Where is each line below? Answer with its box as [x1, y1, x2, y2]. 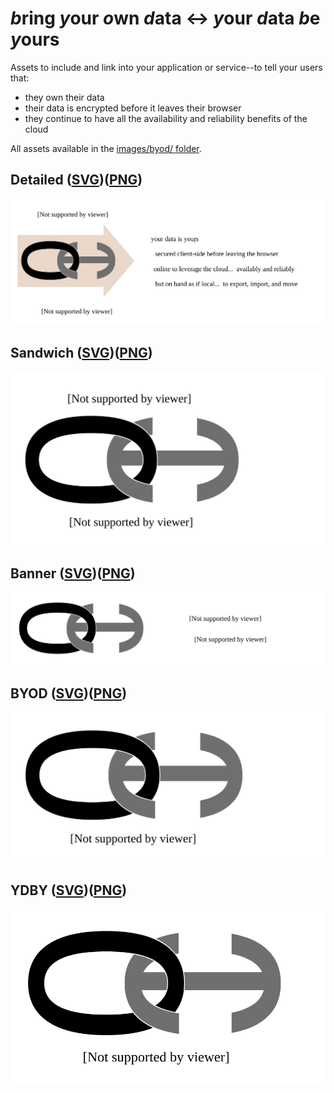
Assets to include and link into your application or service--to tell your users [10, 61, 323, 73]
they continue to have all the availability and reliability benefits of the [24, 112, 308, 124]
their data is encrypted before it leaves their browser [24, 102, 242, 114]
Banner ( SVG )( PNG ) [10, 565, 136, 582]
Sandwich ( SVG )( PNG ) [10, 344, 153, 361]
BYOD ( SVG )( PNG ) [10, 685, 128, 702]
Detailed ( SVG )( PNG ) [10, 172, 143, 189]
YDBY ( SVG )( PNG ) [10, 882, 128, 899]
